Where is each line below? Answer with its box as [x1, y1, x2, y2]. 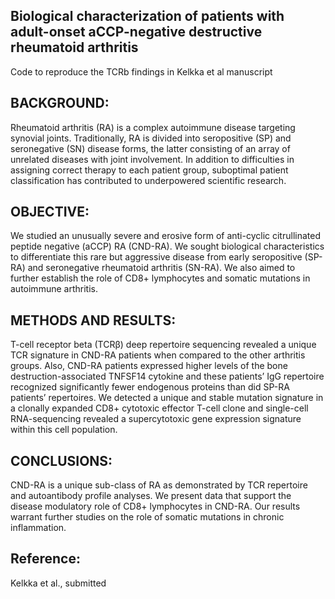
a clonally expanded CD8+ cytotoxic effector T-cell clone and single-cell [10, 402, 309, 414]
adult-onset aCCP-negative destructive [10, 24, 263, 41]
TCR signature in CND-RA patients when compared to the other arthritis [10, 349, 306, 361]
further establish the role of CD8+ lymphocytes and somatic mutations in [10, 272, 311, 284]
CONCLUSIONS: [10, 452, 113, 469]
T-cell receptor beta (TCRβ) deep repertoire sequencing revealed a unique [10, 339, 317, 351]
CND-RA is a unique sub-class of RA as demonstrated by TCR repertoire [10, 479, 308, 491]
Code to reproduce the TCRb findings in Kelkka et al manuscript [10, 65, 273, 78]
